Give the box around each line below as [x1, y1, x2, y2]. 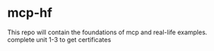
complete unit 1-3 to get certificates [7, 35, 112, 43]
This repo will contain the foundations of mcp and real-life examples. [7, 28, 208, 36]
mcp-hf [7, 5, 53, 21]
